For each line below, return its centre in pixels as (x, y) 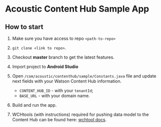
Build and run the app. (34, 105)
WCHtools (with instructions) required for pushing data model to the (80, 114)
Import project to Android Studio (45, 67)
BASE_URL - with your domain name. (55, 96)
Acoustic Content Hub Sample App (77, 9)
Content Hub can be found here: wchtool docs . (59, 119)
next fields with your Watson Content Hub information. (67, 81)
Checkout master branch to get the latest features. (63, 57)
